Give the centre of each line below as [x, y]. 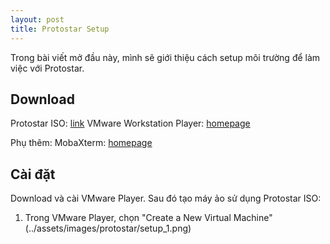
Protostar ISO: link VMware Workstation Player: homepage [130, 123]
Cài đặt [33, 174]
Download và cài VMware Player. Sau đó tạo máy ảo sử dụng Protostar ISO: [166, 198]
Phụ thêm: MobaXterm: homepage [81, 143]
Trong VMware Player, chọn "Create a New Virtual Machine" [148, 218]
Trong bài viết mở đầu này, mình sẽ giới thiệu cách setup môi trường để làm [165, 57]
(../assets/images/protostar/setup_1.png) [108, 228]
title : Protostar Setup [60, 29]
